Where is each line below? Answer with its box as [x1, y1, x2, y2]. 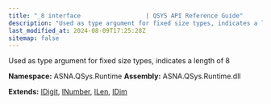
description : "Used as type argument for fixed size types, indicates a [8, 19, 258, 27]
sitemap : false [8, 34, 60, 42]
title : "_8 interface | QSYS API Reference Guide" [8, 11, 244, 20]
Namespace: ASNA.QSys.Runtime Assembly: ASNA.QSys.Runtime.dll [8, 71, 241, 81]
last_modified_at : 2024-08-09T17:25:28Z [8, 26, 147, 34]
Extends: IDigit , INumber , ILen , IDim [8, 87, 127, 97]
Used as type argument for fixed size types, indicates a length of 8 [8, 56, 230, 66]
